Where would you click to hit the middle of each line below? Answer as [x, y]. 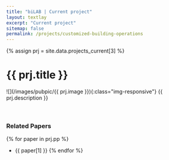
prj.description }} [27, 98]
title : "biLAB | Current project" [49, 12]
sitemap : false [25, 28]
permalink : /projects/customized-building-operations [75, 34]
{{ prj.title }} [37, 75]
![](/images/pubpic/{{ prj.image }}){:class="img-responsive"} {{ [84, 92]
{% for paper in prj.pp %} [37, 139]
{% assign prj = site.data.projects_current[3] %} [65, 51]
